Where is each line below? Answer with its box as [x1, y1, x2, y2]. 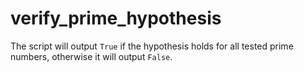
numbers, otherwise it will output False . [10, 50, 173, 62]
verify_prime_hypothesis [10, 7, 222, 30]
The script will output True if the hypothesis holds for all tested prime [10, 40, 294, 52]
